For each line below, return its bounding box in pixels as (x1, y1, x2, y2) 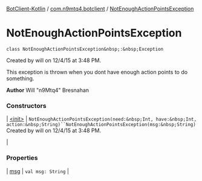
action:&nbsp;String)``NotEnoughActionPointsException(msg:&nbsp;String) (6, 122, 197, 128)
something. (6, 75, 34, 82)
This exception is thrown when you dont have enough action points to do (6, 68, 188, 75)
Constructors (6, 101, 47, 110)
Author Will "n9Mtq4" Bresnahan (6, 86, 90, 94)
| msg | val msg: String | (6, 167, 70, 174)
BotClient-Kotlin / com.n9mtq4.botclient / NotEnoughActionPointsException (6, 5, 194, 12)
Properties (6, 154, 38, 162)
